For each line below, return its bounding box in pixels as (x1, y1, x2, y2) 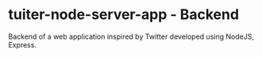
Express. (8, 40, 37, 49)
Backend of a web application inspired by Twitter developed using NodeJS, (8, 32, 254, 41)
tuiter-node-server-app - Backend (8, 6, 240, 24)
